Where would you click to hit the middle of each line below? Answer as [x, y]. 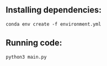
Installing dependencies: [53, 10]
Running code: [34, 43]
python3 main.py [26, 57]
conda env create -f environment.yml [53, 24]
